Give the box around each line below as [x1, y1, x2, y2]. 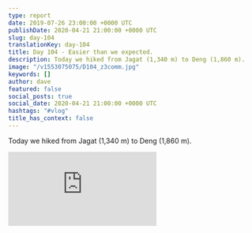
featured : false [8, 85, 62, 93]
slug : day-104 [8, 33, 55, 42]
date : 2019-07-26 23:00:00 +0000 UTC [8, 19, 133, 27]
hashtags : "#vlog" [8, 107, 69, 115]
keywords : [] [8, 70, 51, 78]
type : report [8, 11, 51, 20]
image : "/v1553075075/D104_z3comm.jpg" [8, 63, 140, 71]
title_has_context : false [8, 115, 93, 122]
